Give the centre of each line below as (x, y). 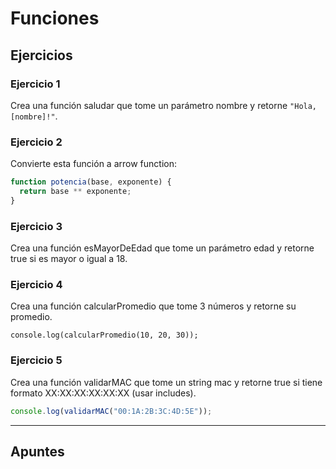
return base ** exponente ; (75, 192)
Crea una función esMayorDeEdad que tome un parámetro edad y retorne (162, 248)
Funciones (55, 18)
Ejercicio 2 (36, 142)
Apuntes (37, 451)
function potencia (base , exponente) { (91, 182)
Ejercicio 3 (36, 226)
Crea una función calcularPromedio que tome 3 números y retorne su (153, 306)
